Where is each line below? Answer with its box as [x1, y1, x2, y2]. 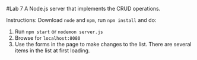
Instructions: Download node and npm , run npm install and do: [6, 17, 157, 23]
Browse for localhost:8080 [14, 34, 81, 41]
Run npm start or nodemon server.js [14, 28, 103, 35]
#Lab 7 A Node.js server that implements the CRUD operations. [6, 5, 161, 12]
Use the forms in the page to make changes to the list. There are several [14, 41, 192, 48]
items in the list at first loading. [14, 47, 90, 54]
